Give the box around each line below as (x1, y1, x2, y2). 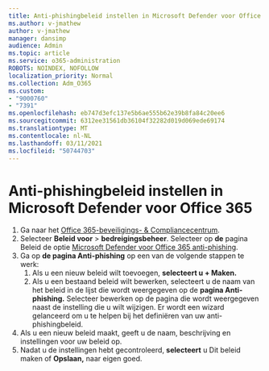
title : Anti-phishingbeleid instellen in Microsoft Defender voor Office (8, 11, 262, 20)
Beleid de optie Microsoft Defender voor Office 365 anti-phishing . (19, 243, 239, 252)
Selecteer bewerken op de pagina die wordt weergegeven (66, 294, 259, 303)
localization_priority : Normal (8, 72, 114, 80)
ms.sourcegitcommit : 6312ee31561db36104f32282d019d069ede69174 (8, 117, 226, 125)
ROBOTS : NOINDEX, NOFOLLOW (8, 65, 99, 73)
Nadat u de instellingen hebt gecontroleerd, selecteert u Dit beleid (19, 345, 242, 355)
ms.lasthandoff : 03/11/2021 (8, 139, 103, 148)
